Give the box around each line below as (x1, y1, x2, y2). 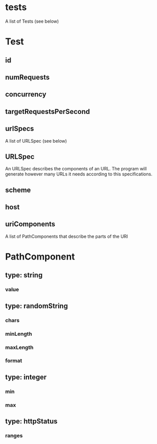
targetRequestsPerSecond (5, 107, 90, 116)
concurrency (5, 90, 47, 99)
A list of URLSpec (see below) (5, 138, 67, 144)
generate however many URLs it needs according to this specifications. (5, 171, 152, 177)
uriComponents (5, 220, 56, 228)
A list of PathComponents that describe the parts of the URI (5, 233, 128, 239)
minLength (5, 330, 33, 337)
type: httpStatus (5, 417, 58, 426)
